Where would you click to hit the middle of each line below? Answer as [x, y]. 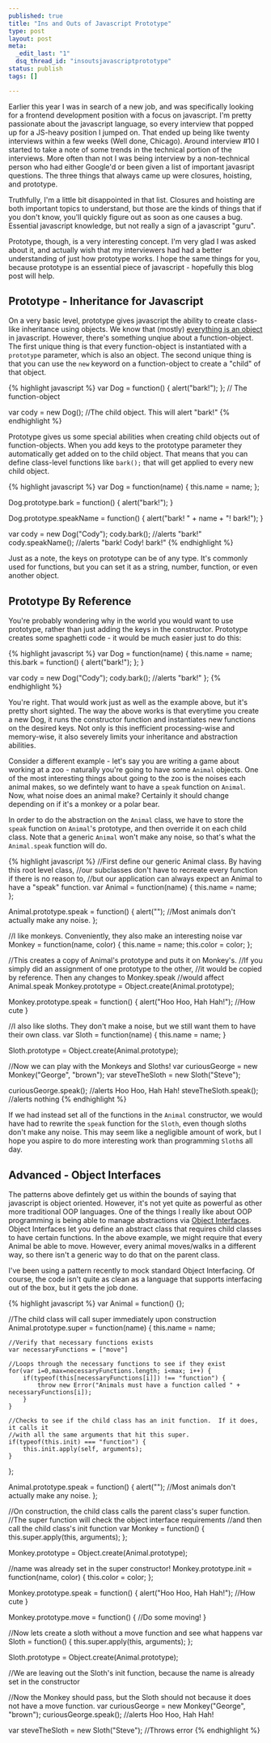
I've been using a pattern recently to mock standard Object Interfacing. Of [131, 1271]
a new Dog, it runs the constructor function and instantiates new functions [132, 719]
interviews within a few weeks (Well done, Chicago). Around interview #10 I [134, 141]
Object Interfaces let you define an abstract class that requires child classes [135, 1229]
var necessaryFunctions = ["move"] [68, 1350]
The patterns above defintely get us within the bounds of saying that [123, 1195]
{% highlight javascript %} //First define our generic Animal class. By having [135, 861]
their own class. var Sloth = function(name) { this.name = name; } [117, 1035]
